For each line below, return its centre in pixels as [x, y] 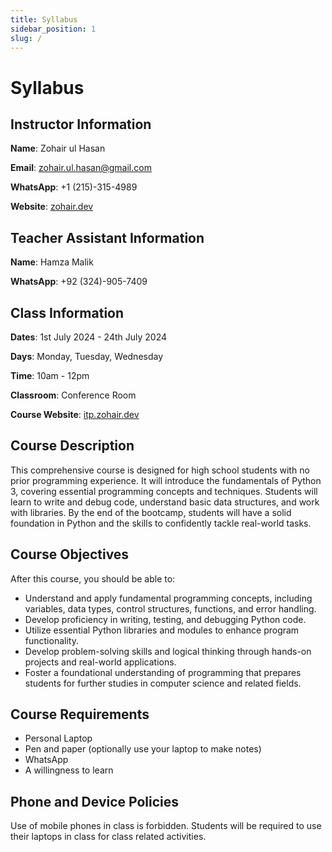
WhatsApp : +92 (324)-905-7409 [79, 282]
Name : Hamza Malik [52, 262]
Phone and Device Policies [95, 801]
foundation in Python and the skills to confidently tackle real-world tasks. [161, 523]
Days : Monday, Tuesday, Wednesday [87, 356]
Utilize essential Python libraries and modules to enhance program [162, 630]
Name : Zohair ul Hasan [58, 148]
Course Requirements [80, 714]
